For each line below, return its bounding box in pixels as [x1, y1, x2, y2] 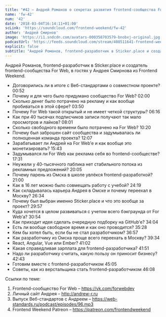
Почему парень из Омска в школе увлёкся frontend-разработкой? [12, 172, 153, 178]
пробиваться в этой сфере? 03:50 [12, 103, 84, 109]
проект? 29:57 [12, 203, 42, 209]
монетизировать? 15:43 [12, 145, 62, 151]
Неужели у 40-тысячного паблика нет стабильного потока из [12, 161, 142, 167]
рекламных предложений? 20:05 [12, 166, 83, 172]
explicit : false [5, 44, 39, 49]
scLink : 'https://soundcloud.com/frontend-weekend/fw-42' [5, 26, 127, 31]
